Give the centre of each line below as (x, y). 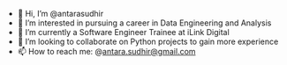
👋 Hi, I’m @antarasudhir (60, 14)
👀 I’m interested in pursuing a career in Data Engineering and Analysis (144, 23)
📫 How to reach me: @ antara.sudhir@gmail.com (106, 51)
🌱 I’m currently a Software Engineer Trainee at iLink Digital (123, 32)
